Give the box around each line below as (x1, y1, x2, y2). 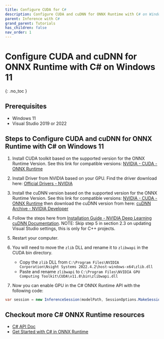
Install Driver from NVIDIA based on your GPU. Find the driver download (12, 175, 157, 181)
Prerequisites (5, 102, 47, 111)
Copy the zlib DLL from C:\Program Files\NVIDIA (19, 259, 120, 265)
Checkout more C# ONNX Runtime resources (5, 311, 145, 319)
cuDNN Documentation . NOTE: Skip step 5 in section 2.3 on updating (12, 220, 151, 226)
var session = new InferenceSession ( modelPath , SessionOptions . (5, 297, 139, 302)
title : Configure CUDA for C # (5, 7, 67, 12)
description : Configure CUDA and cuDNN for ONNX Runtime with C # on (5, 12, 147, 17)
